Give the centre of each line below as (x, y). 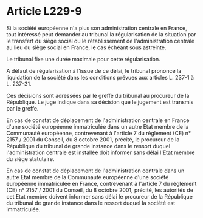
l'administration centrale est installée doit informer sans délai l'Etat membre (101, 152)
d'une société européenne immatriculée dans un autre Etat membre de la (98, 126)
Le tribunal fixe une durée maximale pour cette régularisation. (84, 59)
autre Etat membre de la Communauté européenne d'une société (88, 177)
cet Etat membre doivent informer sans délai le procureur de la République (100, 196)
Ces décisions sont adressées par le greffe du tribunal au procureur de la (98, 95)
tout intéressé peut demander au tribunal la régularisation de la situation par (101, 34)
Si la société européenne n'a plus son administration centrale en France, (97, 28)
